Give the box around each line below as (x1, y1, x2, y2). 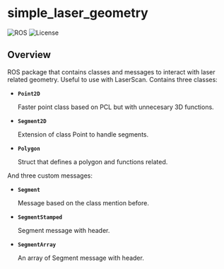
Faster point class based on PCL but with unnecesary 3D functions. (17, 103, 214, 111)
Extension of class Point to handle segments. (17, 130, 149, 139)
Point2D (17, 90, 40, 97)
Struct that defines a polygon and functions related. (17, 157, 168, 166)
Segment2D (17, 118, 47, 125)
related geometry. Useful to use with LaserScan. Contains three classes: (7, 75, 218, 84)
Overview (7, 49, 52, 61)
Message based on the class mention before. (17, 198, 150, 207)
